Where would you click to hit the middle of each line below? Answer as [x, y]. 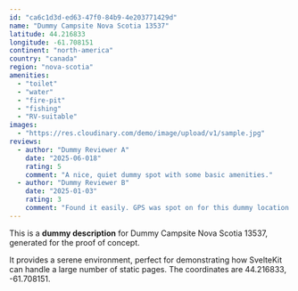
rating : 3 [44, 200]
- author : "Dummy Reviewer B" [73, 183]
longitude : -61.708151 [51, 42]
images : [24, 125]
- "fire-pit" [41, 100]
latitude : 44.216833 [48, 34]
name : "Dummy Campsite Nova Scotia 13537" [89, 26]
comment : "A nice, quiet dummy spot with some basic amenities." [149, 174]
